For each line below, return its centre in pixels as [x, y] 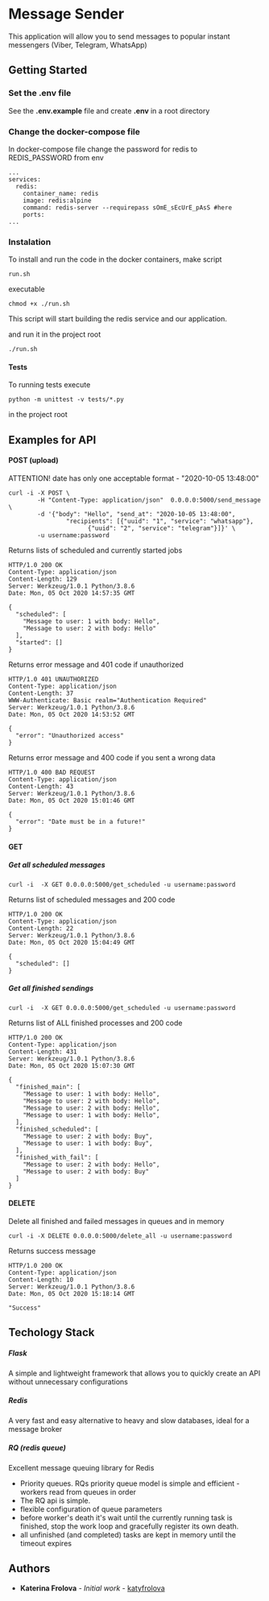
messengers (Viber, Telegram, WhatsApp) [78, 44]
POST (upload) [33, 461]
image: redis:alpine [57, 201]
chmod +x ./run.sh [39, 304]
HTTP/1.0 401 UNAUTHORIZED [54, 680]
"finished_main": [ [48, 1087]
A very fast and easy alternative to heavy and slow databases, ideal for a [129, 1421]
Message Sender [66, 14]
